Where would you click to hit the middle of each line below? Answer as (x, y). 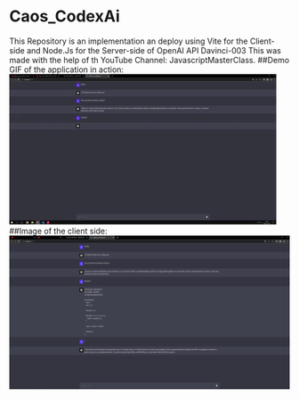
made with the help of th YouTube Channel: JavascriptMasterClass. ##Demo (149, 60)
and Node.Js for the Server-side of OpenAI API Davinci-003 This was (154, 50)
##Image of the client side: (59, 231)
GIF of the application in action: (67, 69)
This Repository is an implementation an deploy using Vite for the (129, 41)
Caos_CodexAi (65, 16)
